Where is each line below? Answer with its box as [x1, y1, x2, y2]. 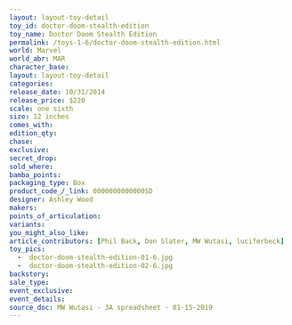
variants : [9, 220, 46, 229]
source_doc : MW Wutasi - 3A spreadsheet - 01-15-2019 [9, 303, 214, 312]
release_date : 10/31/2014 [9, 87, 105, 96]
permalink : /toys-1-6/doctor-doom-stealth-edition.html [9, 37, 221, 47]
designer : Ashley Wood [9, 195, 93, 205]
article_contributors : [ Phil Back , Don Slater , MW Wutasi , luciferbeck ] [9, 237, 285, 246]
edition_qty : [9, 129, 58, 138]
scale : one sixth [9, 104, 74, 113]
